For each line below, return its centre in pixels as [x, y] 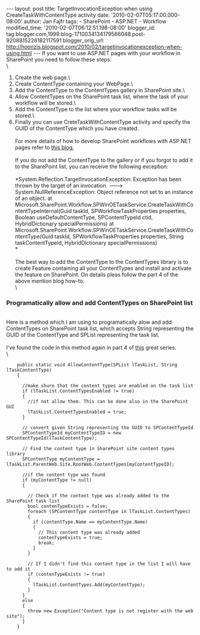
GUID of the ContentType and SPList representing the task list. [83, 335]
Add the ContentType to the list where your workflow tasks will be [96, 109]
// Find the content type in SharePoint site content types [98, 449]
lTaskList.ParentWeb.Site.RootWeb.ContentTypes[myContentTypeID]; [90, 464]
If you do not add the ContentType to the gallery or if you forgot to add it [104, 160]
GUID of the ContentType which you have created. [77, 128]
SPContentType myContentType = [61, 459]
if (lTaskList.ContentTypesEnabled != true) [78, 391]
